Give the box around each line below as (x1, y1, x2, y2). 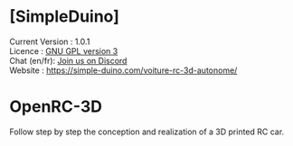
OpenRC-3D (9, 96, 102, 117)
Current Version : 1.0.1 (9, 36, 90, 47)
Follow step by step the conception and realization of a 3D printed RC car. (9, 126, 285, 137)
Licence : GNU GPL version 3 (9, 45, 118, 56)
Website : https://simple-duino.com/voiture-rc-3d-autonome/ (9, 65, 238, 76)
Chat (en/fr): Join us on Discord (9, 55, 128, 66)
